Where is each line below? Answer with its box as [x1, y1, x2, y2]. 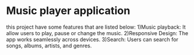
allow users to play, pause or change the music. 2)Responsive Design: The [6, 29, 189, 36]
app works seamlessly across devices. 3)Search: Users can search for [6, 36, 179, 43]
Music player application [6, 4, 131, 18]
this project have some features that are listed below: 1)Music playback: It [6, 23, 186, 30]
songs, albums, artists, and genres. [6, 42, 92, 49]
